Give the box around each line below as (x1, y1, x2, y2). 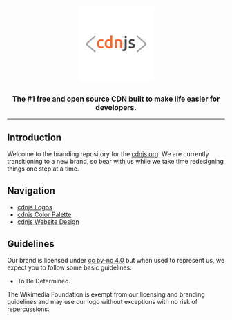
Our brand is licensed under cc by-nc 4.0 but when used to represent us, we (7, 256, 225, 264)
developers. (95, 103, 137, 113)
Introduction (7, 131, 62, 143)
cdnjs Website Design (17, 218, 79, 226)
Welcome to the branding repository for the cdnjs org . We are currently (7, 150, 209, 158)
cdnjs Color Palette (17, 210, 72, 219)
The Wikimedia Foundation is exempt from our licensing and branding (7, 290, 205, 299)
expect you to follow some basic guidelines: (7, 263, 133, 272)
